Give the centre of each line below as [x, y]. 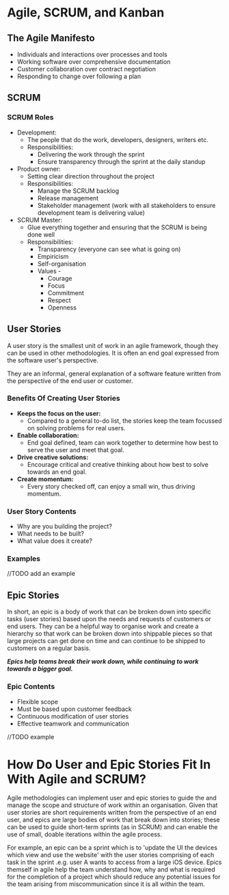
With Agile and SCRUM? [77, 779]
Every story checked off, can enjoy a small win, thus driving [111, 486]
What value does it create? [55, 541]
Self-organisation [62, 264]
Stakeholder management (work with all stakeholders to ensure [126, 205]
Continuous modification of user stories [73, 716]
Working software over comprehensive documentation [94, 62]
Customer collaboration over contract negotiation [86, 69]
